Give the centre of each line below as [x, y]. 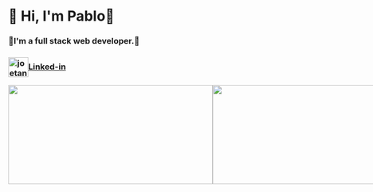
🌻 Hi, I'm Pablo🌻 [61, 16]
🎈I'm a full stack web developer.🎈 [74, 41]
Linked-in [47, 67]
